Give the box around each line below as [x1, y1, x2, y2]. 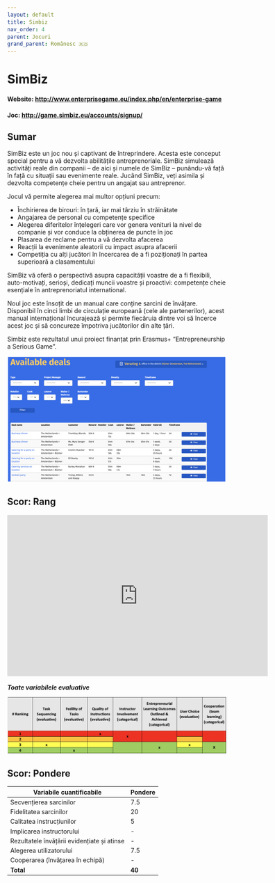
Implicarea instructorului [10, 827, 80, 835]
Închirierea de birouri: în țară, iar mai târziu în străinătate [17, 206, 178, 214]
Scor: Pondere [7, 767, 71, 779]
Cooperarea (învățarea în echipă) [10, 856, 106, 864]
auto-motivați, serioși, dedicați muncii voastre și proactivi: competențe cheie [7, 278, 226, 287]
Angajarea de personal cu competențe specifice [17, 213, 155, 222]
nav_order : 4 [7, 26, 45, 33]
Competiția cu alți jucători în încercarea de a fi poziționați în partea [17, 250, 208, 259]
